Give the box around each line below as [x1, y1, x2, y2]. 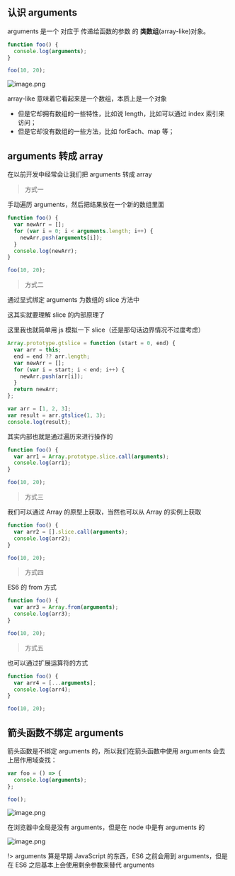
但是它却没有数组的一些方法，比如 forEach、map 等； [17, 127, 175, 136]
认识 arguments [7, 6, 78, 19]
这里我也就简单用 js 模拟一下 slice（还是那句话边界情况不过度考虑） [7, 325, 205, 335]
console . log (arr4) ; [13, 686, 71, 693]
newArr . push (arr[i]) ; [20, 373, 84, 380]
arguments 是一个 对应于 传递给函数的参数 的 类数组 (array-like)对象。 [7, 27, 210, 35]
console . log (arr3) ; [13, 610, 71, 618]
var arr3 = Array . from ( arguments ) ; [13, 604, 119, 611]
